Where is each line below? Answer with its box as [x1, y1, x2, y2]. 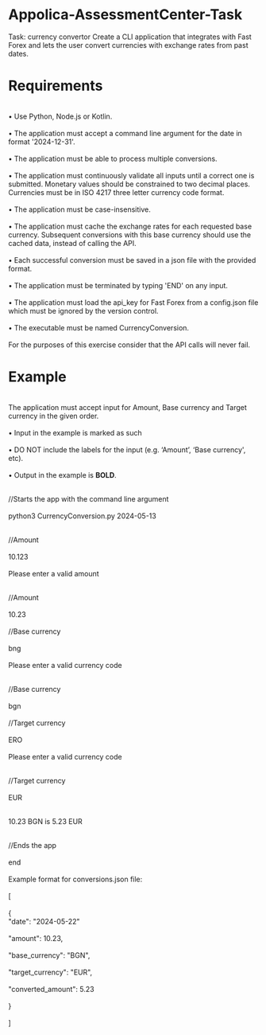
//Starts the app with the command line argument [8, 494, 169, 503]
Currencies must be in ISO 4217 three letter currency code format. [8, 187, 225, 197]
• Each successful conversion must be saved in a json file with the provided [8, 255, 256, 264]
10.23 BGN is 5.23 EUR [8, 816, 83, 826]
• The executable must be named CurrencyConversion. [8, 322, 189, 332]
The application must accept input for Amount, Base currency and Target [8, 402, 248, 412]
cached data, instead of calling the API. [8, 238, 137, 248]
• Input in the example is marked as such [8, 428, 142, 437]
